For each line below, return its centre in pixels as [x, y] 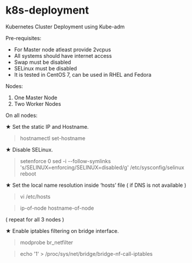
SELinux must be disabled [45, 68]
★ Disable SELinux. [29, 150]
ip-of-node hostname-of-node [57, 208]
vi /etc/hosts [35, 196]
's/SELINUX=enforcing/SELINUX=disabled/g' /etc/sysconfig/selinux [102, 167]
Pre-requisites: [24, 38]
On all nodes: [21, 115]
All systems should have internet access [63, 56]
